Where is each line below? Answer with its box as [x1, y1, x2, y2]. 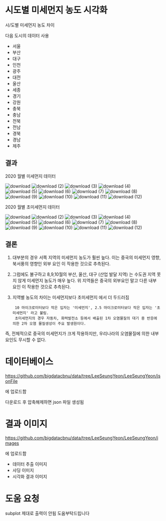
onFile [5, 378, 18, 384]
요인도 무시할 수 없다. [5, 337, 46, 343]
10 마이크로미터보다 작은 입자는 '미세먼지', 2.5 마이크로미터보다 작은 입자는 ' [14, 305, 158, 310]
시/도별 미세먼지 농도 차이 [5, 22, 55, 28]
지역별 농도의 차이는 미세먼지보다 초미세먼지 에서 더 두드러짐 [12, 294, 130, 300]
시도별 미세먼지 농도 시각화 [5, 4, 108, 16]
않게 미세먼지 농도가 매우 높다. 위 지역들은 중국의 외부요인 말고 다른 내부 [17, 277, 157, 283]
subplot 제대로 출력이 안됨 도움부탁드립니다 [5, 511, 90, 517]
